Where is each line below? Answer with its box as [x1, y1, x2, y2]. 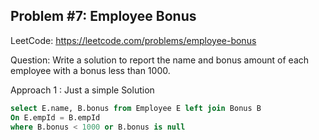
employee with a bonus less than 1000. [10, 64, 171, 76]
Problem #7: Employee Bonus [10, 8, 197, 25]
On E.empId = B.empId [10, 112, 101, 123]
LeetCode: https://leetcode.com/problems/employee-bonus [10, 34, 257, 46]
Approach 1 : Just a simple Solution [10, 84, 155, 96]
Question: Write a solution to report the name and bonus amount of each [10, 54, 310, 66]
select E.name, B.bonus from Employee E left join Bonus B [10, 103, 262, 113]
